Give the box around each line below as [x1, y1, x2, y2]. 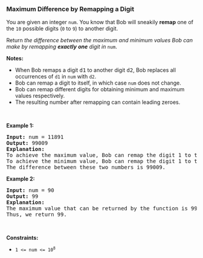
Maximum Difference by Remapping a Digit [6, 5, 135, 13]
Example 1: [6, 122, 34, 129]
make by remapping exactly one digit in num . [6, 43, 118, 50]
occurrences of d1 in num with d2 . [14, 73, 97, 80]
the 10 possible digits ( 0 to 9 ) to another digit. [6, 25, 118, 32]
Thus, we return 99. [6, 211, 68, 218]
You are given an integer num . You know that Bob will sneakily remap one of [6, 19, 194, 26]
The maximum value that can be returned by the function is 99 [6, 205, 198, 212]
